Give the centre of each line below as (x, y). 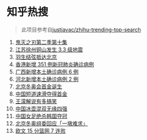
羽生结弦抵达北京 (36, 57)
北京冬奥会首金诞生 (39, 86)
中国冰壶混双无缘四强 (41, 108)
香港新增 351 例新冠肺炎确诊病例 (55, 64)
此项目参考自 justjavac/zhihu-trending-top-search (81, 30)
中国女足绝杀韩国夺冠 (41, 116)
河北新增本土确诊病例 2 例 (47, 79)
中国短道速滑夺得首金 (41, 94)
